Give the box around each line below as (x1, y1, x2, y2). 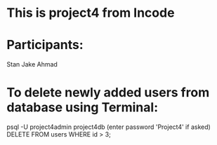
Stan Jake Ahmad (6, 60, 58, 69)
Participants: (6, 37, 84, 53)
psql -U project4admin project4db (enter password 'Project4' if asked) (6, 123, 211, 131)
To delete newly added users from (6, 85, 210, 101)
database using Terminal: (6, 99, 159, 116)
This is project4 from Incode (6, 5, 175, 21)
